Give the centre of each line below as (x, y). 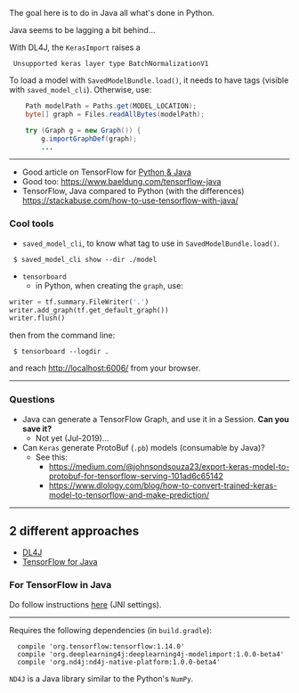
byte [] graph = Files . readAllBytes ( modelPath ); (115, 114)
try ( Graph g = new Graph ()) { (83, 130)
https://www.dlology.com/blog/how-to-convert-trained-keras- (163, 485)
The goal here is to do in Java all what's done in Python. (112, 13)
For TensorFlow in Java (61, 585)
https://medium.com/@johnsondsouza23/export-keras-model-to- (169, 466)
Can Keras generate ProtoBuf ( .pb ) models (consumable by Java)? (143, 447)
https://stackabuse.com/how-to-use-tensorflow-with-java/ (130, 200)
